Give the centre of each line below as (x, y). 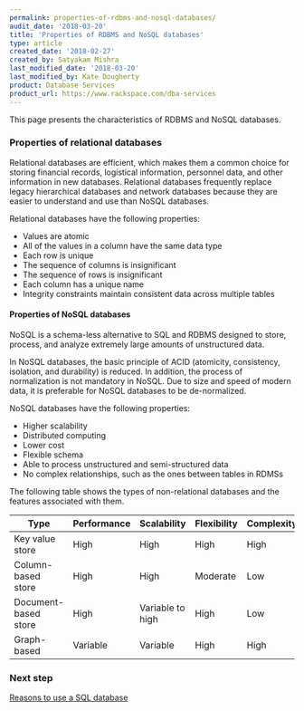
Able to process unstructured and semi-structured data (125, 464)
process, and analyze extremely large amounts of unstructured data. (137, 344)
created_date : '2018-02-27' (62, 52)
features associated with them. (67, 501)
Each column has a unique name (83, 284)
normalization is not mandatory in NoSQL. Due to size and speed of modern (150, 381)
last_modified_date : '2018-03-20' (75, 69)
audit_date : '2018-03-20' (58, 26)
